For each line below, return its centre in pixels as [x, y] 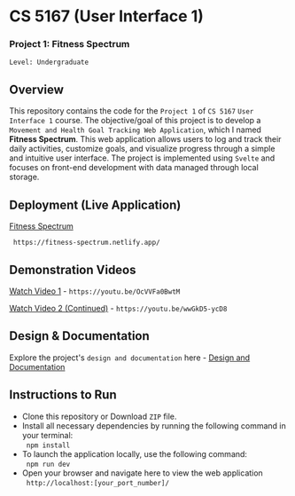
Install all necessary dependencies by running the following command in [154, 425]
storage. [24, 177]
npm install [48, 445]
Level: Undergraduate [49, 63]
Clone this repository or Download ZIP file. [99, 416]
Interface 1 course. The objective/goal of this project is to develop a [135, 121]
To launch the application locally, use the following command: [135, 453]
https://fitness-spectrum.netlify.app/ [87, 243]
